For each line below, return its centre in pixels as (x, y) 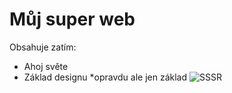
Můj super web (72, 19)
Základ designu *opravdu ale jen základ (105, 77)
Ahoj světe (46, 66)
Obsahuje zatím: (43, 47)
